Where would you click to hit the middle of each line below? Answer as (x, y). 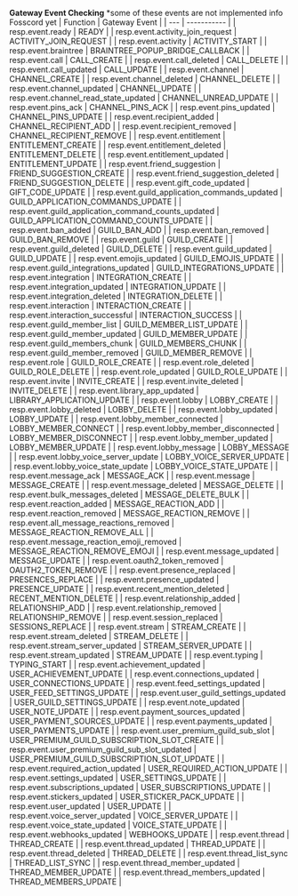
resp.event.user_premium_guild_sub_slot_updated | (103, 749)
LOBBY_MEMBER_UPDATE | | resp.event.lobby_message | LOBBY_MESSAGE (149, 447)
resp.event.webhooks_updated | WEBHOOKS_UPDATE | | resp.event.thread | (149, 834)
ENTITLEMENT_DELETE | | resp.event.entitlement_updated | (119, 154)
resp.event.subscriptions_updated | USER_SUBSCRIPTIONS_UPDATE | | (140, 787)
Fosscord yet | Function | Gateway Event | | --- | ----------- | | (122, 22)
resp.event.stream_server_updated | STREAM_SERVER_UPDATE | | (131, 645)
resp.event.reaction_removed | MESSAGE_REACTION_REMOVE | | (130, 513)
